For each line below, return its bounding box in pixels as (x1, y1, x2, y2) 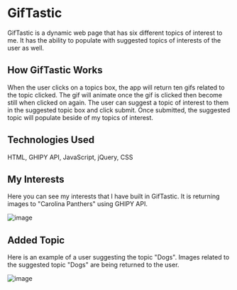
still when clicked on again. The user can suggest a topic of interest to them (7, 98, 229, 107)
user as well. (7, 43, 45, 52)
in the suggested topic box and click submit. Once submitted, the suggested (7, 105, 231, 114)
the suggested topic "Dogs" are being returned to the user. (7, 261, 180, 269)
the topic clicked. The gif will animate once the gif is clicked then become (7, 90, 222, 99)
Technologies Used (7, 134, 94, 146)
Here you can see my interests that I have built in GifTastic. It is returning (7, 192, 220, 200)
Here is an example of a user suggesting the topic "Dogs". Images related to (7, 253, 230, 262)
